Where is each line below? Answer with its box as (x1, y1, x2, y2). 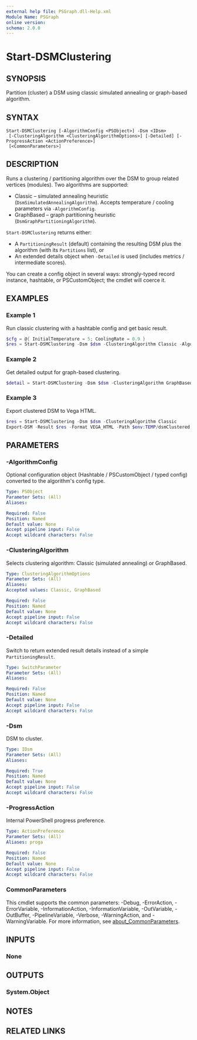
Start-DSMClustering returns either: (6, 228, 92, 235)
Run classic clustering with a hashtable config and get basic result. (6, 324, 168, 332)
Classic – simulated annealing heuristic (14, 192, 109, 200)
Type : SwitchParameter (6, 664, 62, 670)
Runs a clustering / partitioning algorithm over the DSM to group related (6, 174, 179, 182)
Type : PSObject (6, 489, 43, 495)
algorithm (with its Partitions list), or (14, 246, 104, 253)
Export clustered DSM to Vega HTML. (6, 407, 97, 414)
